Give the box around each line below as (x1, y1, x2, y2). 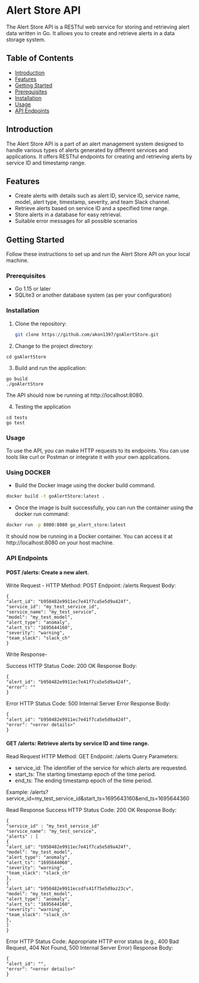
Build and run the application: (14, 364, 87, 371)
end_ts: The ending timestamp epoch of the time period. (14, 777, 153, 784)
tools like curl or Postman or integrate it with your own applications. (6, 453, 171, 461)
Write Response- (6, 651, 48, 658)
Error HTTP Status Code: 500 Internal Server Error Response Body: (6, 700, 170, 707)
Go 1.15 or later (14, 285, 51, 293)
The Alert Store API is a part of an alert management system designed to (6, 140, 184, 147)
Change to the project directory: (14, 342, 94, 349)
